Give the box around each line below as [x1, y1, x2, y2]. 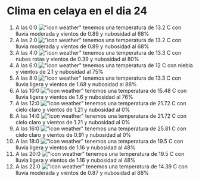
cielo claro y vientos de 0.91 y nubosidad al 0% [15, 131, 132, 138]
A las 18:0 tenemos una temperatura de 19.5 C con [15, 137, 184, 145]
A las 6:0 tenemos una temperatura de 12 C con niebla [15, 61, 193, 69]
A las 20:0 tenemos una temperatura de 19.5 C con [15, 150, 185, 157]
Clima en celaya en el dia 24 [7, 4, 148, 18]
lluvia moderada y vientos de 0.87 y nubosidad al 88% [15, 169, 150, 176]
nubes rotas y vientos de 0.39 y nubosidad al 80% [15, 55, 139, 62]
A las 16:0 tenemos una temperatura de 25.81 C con [15, 125, 186, 132]
